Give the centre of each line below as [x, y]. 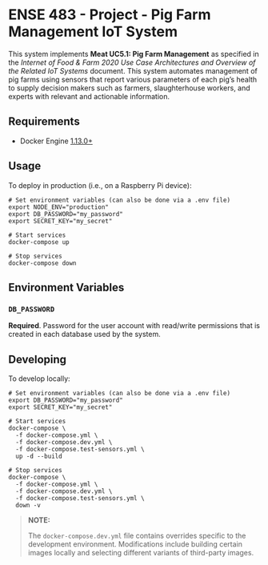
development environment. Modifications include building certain [135, 544]
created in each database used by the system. [85, 335]
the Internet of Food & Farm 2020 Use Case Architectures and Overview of [132, 62]
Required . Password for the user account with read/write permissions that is [134, 326]
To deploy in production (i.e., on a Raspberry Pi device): [100, 185]
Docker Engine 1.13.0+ [56, 141]
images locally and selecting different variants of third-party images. [141, 553]
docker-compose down [43, 263]
